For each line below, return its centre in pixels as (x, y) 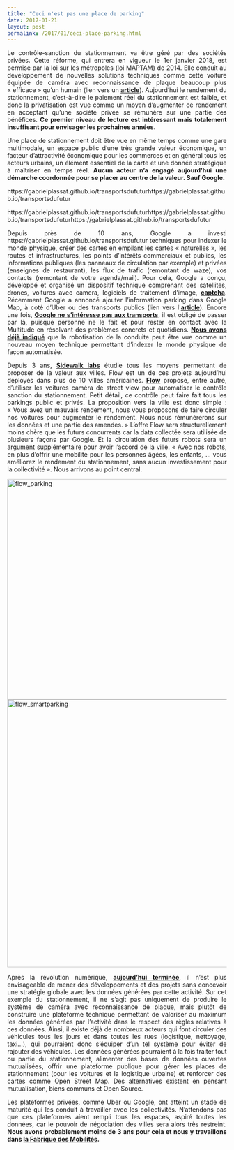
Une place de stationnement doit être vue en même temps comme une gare (117, 141)
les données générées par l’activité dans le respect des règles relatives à (117, 1022)
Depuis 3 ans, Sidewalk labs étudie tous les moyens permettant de (117, 366)
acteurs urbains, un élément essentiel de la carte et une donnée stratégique (117, 163)
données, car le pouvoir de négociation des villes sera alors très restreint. (117, 1124)
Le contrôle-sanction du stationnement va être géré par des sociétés (117, 53)
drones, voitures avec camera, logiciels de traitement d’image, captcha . (117, 293)
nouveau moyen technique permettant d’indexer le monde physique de (117, 345)
